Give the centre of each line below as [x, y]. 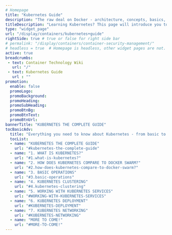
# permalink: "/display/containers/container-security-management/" [80, 44]
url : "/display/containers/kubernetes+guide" [55, 34]
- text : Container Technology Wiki [45, 63]
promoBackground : [28, 96]
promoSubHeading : [28, 106]
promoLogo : [21, 91]
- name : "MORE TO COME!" [36, 220]
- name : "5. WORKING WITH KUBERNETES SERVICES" [62, 191]
